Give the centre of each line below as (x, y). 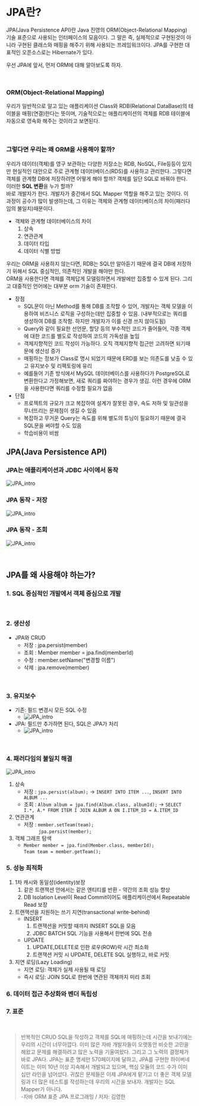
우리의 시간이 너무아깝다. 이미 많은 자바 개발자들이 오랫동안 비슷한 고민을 (105, 1044)
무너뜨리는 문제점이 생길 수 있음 (60, 410)
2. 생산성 (18, 623)
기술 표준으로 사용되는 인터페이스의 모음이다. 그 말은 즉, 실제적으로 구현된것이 (96, 37)
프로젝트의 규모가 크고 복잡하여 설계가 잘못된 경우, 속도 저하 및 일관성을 (106, 403)
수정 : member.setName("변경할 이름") (70, 660)
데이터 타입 (36, 243)
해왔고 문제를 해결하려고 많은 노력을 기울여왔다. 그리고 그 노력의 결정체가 (105, 1052)
